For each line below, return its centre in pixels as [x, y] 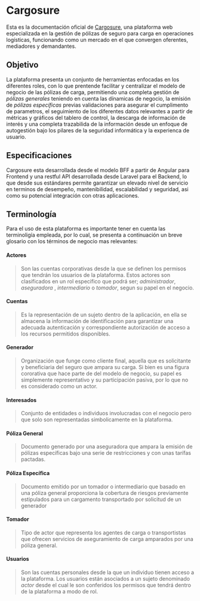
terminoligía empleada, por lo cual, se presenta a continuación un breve [94, 235]
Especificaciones [39, 155]
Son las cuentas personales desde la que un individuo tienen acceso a [107, 572]
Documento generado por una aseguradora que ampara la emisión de [107, 446]
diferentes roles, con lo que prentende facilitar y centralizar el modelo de [96, 86]
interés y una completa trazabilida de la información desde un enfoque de [97, 124]
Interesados [21, 400]
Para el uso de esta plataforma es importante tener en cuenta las [86, 229]
